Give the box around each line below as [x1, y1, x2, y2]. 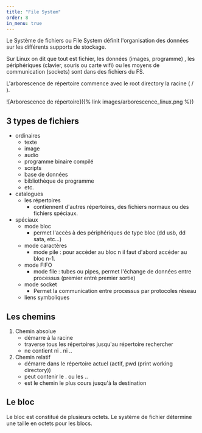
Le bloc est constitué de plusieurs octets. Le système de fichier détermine [6, 413, 192, 420]
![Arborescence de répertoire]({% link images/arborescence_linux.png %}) [6, 98, 194, 105]
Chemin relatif [15, 354, 50, 361]
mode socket [24, 281, 57, 288]
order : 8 [6, 15, 29, 21]
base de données [24, 171, 68, 178]
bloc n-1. [33, 255, 56, 262]
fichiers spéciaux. [33, 209, 78, 217]
